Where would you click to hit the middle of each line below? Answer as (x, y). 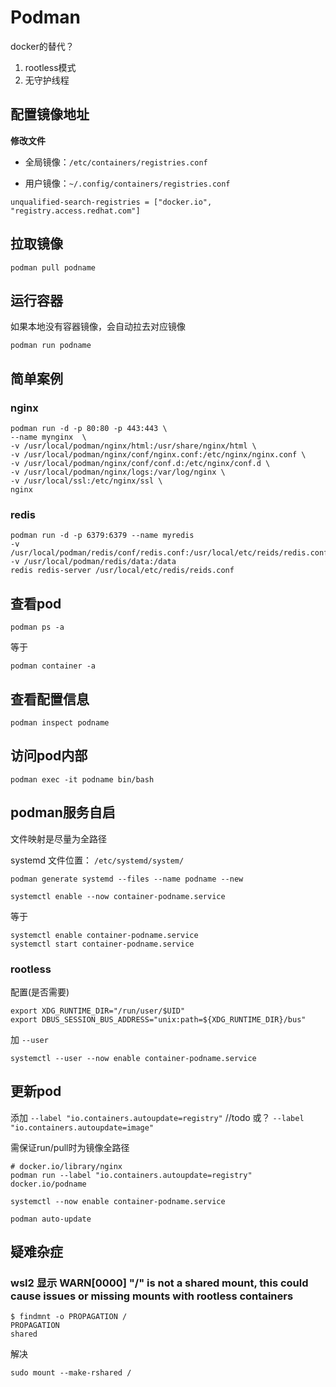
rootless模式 (50, 67)
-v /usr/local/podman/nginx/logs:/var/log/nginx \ (118, 472)
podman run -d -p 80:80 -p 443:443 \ (89, 429)
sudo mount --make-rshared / (71, 1373)
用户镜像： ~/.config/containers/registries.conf (127, 183)
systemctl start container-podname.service (102, 944)
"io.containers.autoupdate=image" (82, 1127)
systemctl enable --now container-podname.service (118, 896)
